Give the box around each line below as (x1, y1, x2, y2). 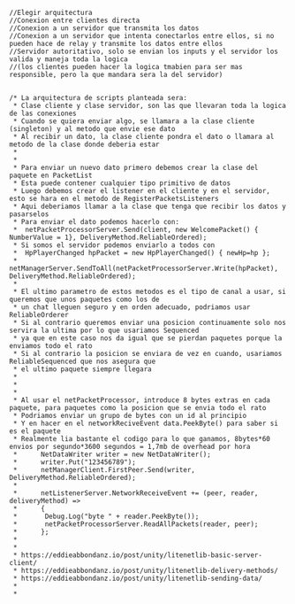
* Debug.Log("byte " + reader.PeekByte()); (12, 512, 200, 521)
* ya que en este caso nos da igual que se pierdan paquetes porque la (12, 334, 283, 343)
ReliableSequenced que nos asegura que (9, 357, 156, 366)
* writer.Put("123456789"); (12, 458, 137, 467)
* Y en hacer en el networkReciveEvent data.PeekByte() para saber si (12, 419, 278, 428)
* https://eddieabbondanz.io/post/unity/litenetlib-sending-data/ (12, 574, 263, 583)
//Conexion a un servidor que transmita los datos (9, 24, 200, 33)
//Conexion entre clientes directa (9, 16, 140, 25)
